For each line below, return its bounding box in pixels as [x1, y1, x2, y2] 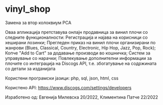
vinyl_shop [5, 3, 50, 15]
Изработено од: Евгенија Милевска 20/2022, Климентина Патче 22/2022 [5, 94, 158, 100]
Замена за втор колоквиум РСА [5, 20, 72, 26]
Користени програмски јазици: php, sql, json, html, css [5, 75, 119, 81]
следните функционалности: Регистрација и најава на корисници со [5, 34, 148, 40]
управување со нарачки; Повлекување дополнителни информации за [5, 55, 152, 61]
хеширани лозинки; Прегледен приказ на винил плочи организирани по [5, 39, 156, 45]
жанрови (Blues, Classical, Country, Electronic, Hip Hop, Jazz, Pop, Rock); [5, 45, 156, 51]
